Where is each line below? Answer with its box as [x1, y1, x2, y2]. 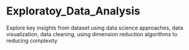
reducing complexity [6, 37, 58, 44]
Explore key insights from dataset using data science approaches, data [6, 24, 184, 31]
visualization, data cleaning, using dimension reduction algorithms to [6, 30, 177, 37]
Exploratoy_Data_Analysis [6, 4, 141, 18]
